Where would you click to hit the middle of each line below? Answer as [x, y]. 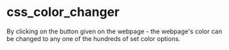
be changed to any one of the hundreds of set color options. [93, 38]
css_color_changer [63, 12]
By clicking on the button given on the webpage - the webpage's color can [114, 31]
